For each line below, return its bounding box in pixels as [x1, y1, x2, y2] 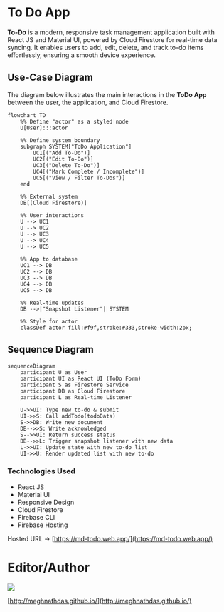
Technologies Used [7, 466, 76, 476]
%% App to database [20, 255, 78, 263]
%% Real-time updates [20, 299, 84, 306]
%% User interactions [20, 211, 84, 219]
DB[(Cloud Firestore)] [20, 199, 87, 206]
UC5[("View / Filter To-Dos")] [33, 174, 126, 181]
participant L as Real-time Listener [20, 393, 132, 401]
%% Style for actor [20, 318, 78, 325]
